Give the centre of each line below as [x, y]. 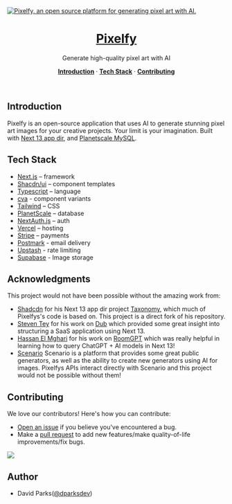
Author [23, 477]
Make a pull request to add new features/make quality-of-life [104, 435]
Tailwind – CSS [38, 206]
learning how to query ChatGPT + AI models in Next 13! [96, 346]
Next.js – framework [46, 177]
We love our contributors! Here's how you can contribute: [89, 414]
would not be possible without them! [69, 375]
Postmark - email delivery [54, 242]
